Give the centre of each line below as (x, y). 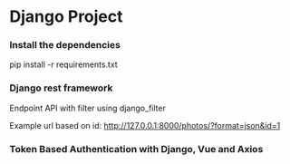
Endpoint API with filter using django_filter (87, 108)
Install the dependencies (65, 45)
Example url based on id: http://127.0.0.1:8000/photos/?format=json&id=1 (145, 125)
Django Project (67, 17)
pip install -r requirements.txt (63, 64)
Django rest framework (61, 88)
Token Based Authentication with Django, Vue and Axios (136, 149)
